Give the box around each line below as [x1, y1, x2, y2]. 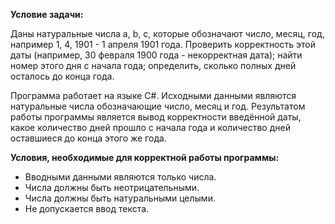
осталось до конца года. [10, 70, 115, 82]
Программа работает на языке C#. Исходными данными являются [10, 90, 297, 101]
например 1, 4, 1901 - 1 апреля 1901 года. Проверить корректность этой [10, 39, 316, 50]
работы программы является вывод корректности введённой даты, [10, 111, 302, 123]
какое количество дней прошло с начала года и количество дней [10, 122, 291, 133]
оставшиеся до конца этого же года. [10, 132, 167, 144]
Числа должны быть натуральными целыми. [24, 192, 216, 204]
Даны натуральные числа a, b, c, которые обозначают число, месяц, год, [10, 28, 325, 39]
